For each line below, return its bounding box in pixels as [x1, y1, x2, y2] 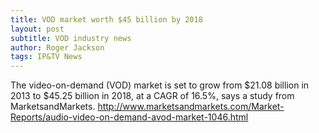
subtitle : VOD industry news [10, 33, 132, 43]
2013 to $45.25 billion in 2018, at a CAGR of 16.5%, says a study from [10, 90, 295, 102]
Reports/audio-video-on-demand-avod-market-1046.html [10, 111, 249, 123]
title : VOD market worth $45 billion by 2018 [10, 14, 203, 25]
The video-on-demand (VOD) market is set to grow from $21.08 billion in [10, 79, 310, 91]
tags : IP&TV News [10, 52, 83, 62]
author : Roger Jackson [10, 42, 105, 53]
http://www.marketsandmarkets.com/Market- [97, 101, 285, 113]
